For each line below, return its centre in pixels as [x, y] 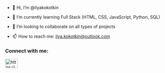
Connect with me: [27, 50]
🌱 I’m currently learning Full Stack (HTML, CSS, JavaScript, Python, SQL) [86, 17]
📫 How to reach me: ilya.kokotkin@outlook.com [61, 36]
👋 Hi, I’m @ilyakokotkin [35, 8]
